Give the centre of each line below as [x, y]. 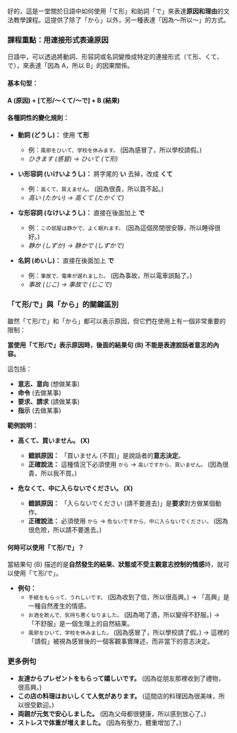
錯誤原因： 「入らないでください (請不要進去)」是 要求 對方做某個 [122, 503]
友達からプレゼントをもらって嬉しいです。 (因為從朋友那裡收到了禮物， [121, 678]
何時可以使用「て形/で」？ [46, 547]
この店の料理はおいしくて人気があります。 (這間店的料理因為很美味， [118, 696]
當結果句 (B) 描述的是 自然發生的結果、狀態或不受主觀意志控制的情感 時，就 [115, 565]
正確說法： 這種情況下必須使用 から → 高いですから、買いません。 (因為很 [128, 464]
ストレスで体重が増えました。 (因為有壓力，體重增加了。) [99, 722]
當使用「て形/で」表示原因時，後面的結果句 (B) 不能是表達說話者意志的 [110, 345]
